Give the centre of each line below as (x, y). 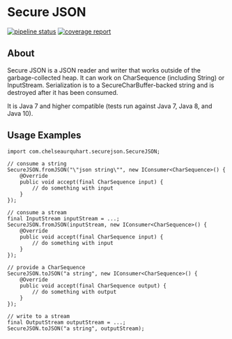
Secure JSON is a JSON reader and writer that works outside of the (104, 70)
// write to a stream (39, 316)
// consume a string (37, 164)
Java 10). (20, 113)
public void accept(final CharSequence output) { (93, 286)
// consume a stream (37, 212)
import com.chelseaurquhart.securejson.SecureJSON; (84, 151)
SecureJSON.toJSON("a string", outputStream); (76, 329)
